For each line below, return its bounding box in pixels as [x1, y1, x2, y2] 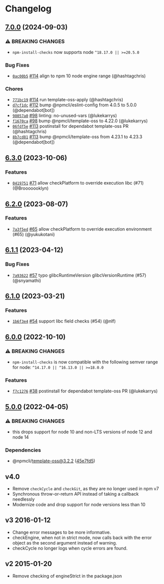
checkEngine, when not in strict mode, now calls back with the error [12, 535, 152, 541]
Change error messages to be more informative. [12, 529, 111, 535]
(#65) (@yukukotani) [12, 231, 55, 237]
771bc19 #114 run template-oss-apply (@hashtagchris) [12, 97, 123, 103]
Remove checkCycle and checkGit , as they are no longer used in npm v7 [12, 486, 159, 492]
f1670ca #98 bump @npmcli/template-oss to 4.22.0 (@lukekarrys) [12, 118, 148, 124]
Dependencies [5, 446, 41, 453]
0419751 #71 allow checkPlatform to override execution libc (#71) [12, 180, 144, 186]
